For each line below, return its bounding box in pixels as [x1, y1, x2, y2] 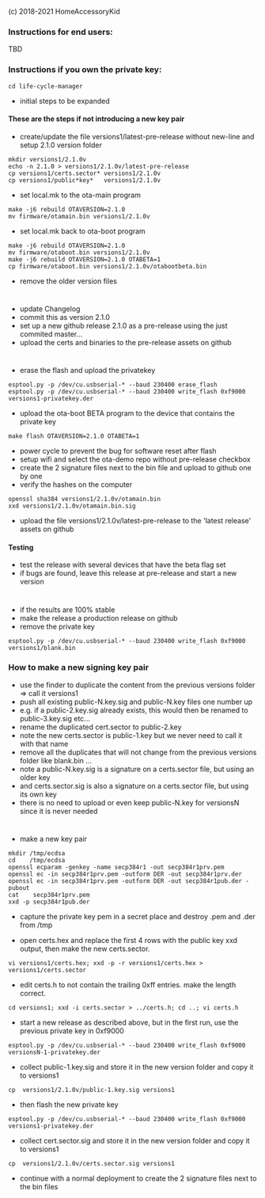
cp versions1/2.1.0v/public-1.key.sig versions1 [8, 1086, 176, 1094]
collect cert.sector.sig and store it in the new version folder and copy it [19, 1136, 251, 1146]
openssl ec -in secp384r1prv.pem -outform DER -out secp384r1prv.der [8, 870, 243, 878]
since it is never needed [19, 806, 98, 816]
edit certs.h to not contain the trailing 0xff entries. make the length [19, 980, 237, 990]
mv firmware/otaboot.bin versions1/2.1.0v [8, 249, 150, 257]
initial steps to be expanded [19, 96, 110, 105]
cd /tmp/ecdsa [8, 857, 66, 865]
